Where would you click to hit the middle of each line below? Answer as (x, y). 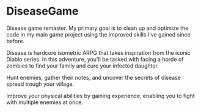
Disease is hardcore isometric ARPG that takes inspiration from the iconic (98, 52)
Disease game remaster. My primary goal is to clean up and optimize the (97, 28)
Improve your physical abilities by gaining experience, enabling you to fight (101, 96)
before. (16, 41)
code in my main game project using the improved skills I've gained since (98, 34)
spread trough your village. (40, 84)
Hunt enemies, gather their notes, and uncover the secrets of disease (94, 77)
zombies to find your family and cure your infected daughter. (82, 66)
